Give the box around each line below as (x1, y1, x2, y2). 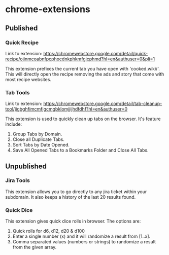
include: (5, 121, 22, 127)
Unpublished (5, 162, 47, 170)
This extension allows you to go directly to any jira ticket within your (5, 189, 147, 195)
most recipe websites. (5, 76, 52, 82)
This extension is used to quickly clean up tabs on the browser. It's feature (5, 116, 161, 122)
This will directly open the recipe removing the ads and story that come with (5, 71, 164, 77)
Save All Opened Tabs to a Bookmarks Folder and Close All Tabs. (12, 147, 149, 153)
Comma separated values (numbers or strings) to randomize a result (12, 239, 156, 245)
